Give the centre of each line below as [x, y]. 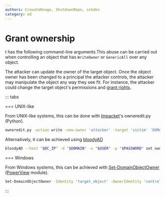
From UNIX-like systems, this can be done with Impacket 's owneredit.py [78, 116]
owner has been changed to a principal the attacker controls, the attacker [79, 77]
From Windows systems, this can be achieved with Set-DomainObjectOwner [82, 168]
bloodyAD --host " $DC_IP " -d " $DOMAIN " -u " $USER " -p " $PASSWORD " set [79, 148]
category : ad [18, 14]
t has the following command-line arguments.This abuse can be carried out [81, 52]
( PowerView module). [27, 172]
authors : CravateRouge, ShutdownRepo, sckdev [52, 10]
